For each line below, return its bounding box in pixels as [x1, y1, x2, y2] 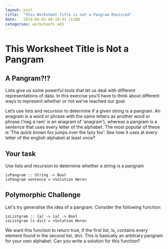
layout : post [5, 7, 33, 13]
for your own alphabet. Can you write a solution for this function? [5, 238, 140, 244]
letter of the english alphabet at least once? [5, 135, 95, 141]
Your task [5, 150, 36, 158]
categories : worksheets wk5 [5, 21, 65, 27]
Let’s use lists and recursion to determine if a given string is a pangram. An [5, 108, 160, 114]
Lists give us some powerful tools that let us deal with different [5, 87, 136, 93]
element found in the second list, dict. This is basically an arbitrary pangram [5, 232, 163, 238]
